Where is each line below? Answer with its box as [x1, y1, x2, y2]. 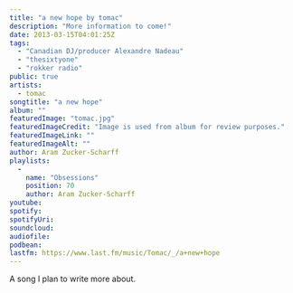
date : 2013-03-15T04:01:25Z [9, 30, 116, 39]
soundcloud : [9, 223, 54, 232]
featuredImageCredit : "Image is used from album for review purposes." [9, 123, 285, 132]
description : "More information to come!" [9, 22, 172, 31]
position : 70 [25, 182, 75, 191]
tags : [9, 38, 30, 48]
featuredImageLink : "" [9, 131, 95, 140]
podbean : [9, 241, 43, 250]
